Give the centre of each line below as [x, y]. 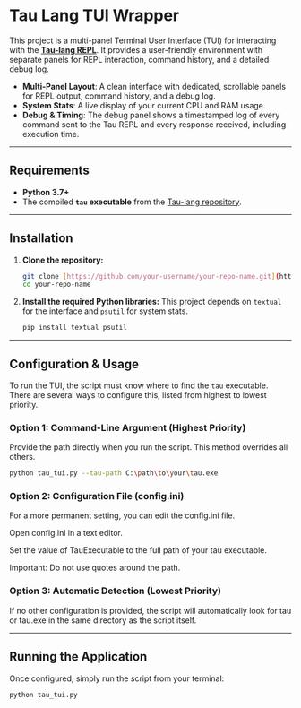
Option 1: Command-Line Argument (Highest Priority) [128, 427]
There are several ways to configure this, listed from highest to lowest [138, 395]
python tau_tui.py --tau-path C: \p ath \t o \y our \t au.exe [114, 473]
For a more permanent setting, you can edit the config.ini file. [122, 515]
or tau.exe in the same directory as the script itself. [103, 620]
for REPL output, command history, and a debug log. [119, 96]
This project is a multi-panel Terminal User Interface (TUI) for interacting [143, 40]
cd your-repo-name [56, 285]
